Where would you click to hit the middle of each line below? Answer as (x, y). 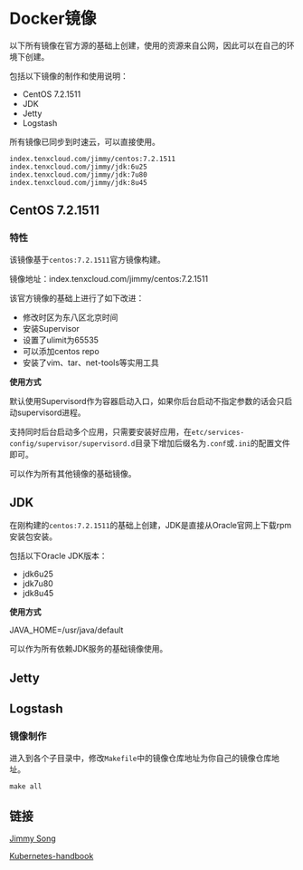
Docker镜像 (53, 19)
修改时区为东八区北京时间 (70, 317)
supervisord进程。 (51, 412)
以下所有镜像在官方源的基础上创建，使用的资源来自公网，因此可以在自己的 (148, 45)
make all (26, 786)
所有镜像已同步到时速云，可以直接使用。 (85, 141)
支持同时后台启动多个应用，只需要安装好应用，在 (100, 431)
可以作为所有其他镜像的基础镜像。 (73, 473)
